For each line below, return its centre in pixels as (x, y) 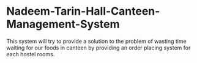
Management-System (63, 24)
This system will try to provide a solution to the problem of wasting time (96, 41)
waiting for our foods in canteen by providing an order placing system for (98, 48)
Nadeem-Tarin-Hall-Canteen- (83, 11)
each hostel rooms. (31, 54)
